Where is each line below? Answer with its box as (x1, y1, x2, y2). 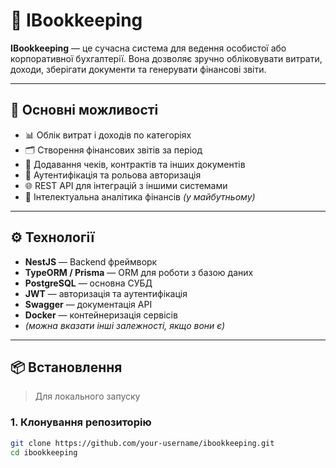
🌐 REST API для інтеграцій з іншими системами (24, 179, 228, 191)
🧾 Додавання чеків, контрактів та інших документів (24, 158, 246, 170)
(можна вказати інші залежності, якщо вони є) (24, 319, 226, 331)
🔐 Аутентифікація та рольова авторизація (24, 169, 202, 181)
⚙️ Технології (10, 229, 95, 246)
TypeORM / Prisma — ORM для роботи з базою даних (24, 266, 254, 278)
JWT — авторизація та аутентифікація (24, 287, 188, 299)
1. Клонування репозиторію (10, 415, 152, 429)
